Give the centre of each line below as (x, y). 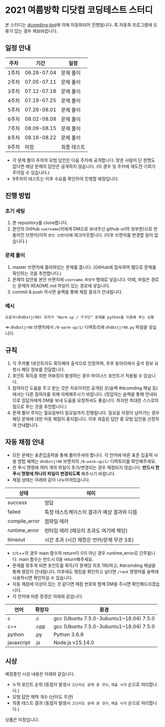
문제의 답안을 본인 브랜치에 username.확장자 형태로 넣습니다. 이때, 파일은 (81, 279)
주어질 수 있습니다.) (31, 172)
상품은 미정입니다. (22, 720)
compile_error (24, 521)
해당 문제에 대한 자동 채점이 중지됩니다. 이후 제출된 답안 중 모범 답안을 (79, 419)
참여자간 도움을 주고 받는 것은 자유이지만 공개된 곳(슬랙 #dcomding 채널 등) (85, 388)
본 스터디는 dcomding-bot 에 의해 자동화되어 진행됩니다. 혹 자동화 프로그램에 (79, 25)
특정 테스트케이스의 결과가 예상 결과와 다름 (91, 512)
